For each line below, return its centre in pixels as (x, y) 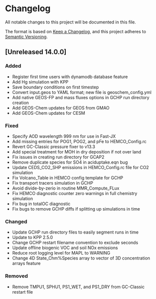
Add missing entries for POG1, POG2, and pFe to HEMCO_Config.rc (79, 141)
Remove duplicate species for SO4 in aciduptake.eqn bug (70, 162)
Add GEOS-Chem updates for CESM (49, 113)
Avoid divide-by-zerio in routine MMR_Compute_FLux (66, 188)
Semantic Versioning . (26, 37)
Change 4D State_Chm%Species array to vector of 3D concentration (81, 258)
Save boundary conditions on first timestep (55, 87)
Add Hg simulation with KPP (40, 82)
